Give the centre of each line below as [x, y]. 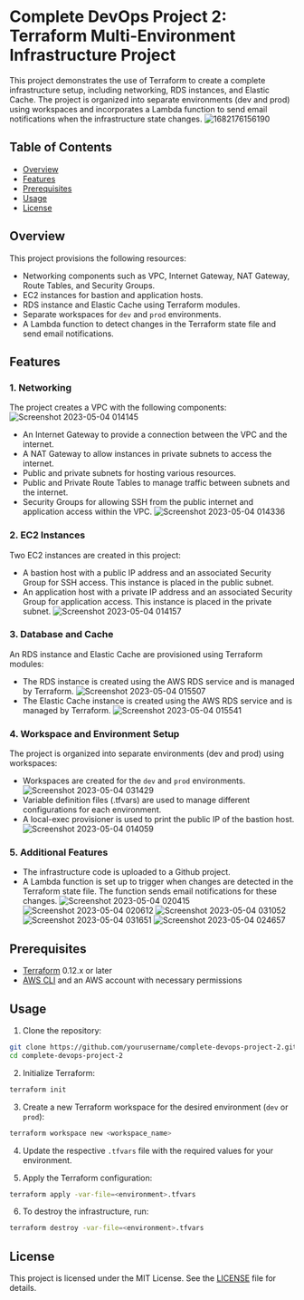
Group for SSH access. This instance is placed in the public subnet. [148, 582]
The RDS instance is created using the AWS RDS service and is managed [158, 681]
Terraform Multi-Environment [123, 36]
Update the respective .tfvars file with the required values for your [148, 1150]
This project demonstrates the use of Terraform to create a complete [138, 80]
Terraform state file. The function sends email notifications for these [150, 891]
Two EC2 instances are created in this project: [95, 555]
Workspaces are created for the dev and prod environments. [134, 781]
